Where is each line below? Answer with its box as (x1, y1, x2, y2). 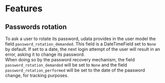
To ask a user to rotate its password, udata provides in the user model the (5, 36, 156, 41)
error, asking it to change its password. (5, 51, 85, 57)
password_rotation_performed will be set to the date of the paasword (5, 67, 145, 73)
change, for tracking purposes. (5, 73, 69, 78)
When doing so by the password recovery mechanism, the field (5, 57, 135, 62)
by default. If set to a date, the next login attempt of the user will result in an (5, 46, 161, 52)
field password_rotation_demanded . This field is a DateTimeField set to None (5, 41, 157, 47)
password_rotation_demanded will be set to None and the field (5, 62, 128, 68)
